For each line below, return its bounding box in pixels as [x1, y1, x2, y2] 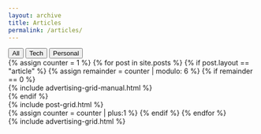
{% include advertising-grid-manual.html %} [8, 84, 152, 93]
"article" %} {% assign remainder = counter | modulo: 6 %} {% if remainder [8, 66, 253, 76]
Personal [52, 49, 80, 58]
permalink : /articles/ [8, 26, 83, 34]
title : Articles [8, 19, 62, 27]
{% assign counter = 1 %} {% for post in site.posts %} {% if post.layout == [8, 58, 250, 68]
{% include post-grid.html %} [8, 100, 104, 110]
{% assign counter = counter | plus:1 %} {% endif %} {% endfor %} [8, 108, 227, 118]
